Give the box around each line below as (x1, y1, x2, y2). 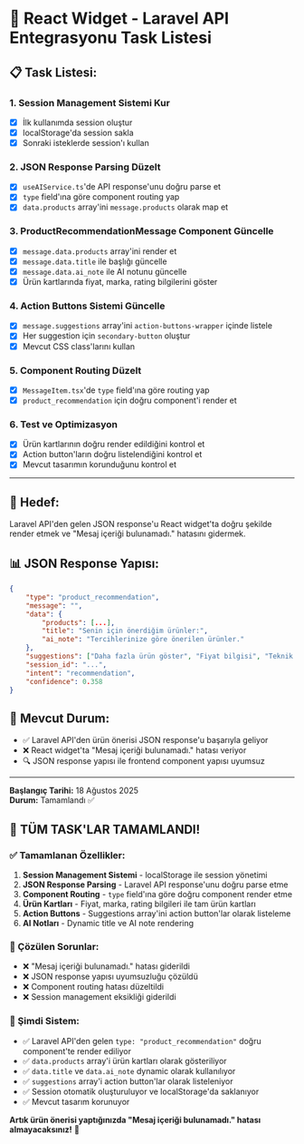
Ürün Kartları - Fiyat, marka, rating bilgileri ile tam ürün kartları (22, 898, 256, 909)
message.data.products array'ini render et (22, 245, 177, 257)
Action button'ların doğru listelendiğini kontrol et (22, 449, 203, 460)
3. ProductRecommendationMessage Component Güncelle (9, 225, 274, 238)
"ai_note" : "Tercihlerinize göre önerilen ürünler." (42, 635, 245, 644)
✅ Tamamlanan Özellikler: (9, 848, 126, 861)
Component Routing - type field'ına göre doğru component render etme (22, 888, 292, 899)
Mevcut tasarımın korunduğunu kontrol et (22, 459, 177, 470)
